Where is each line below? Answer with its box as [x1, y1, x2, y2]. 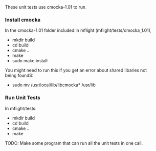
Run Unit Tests [5, 94, 41, 101]
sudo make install [12, 58, 48, 64]
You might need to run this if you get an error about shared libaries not [5, 67, 147, 73]
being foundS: [5, 73, 34, 78]
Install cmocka [5, 16, 41, 23]
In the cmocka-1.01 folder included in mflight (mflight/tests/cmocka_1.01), [5, 27, 152, 33]
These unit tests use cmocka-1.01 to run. [5, 4, 87, 10]
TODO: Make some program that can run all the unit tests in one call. [5, 140, 143, 146]
